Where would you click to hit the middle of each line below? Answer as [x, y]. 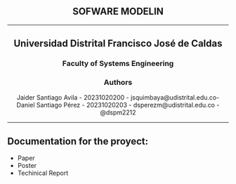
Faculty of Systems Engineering [118, 64]
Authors [118, 82]
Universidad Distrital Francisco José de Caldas [118, 44]
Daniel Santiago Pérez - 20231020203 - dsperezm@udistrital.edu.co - [118, 105]
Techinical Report [43, 173]
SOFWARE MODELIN [118, 12]
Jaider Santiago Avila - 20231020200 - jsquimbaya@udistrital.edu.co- [118, 98]
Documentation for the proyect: [78, 141]
